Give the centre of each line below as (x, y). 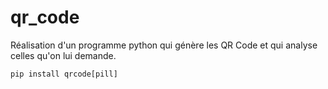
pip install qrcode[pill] (64, 74)
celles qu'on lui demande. (63, 55)
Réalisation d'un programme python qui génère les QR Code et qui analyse (164, 45)
